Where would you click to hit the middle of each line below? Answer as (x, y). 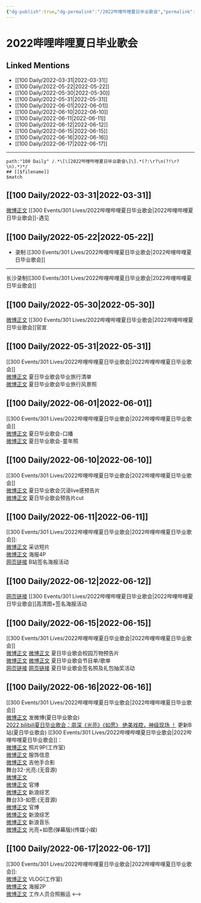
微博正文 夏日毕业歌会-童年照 (42, 441)
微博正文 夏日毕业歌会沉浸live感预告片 (53, 490)
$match (14, 177)
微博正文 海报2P (26, 886)
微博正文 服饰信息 (28, 755)
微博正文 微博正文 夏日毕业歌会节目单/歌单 (58, 660)
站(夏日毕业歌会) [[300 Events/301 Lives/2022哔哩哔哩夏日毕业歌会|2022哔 (99, 732)
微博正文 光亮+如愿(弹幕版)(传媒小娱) (52, 829)
